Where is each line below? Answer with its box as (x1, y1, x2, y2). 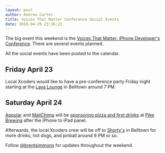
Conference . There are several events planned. (5, 41, 104, 47)
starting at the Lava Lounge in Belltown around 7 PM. (5, 84, 116, 90)
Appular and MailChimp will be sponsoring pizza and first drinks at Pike (5, 112, 154, 118)
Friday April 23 (5, 65, 53, 74)
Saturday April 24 (5, 98, 62, 107)
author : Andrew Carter (5, 12, 53, 17)
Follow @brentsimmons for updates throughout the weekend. (5, 142, 134, 148)
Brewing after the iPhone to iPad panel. (5, 117, 87, 123)
